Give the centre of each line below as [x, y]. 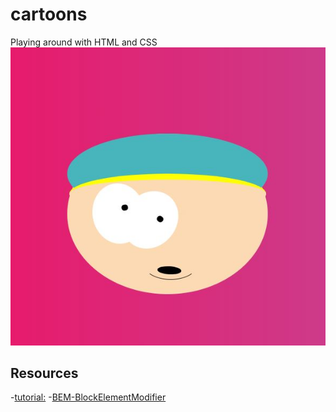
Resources [44, 373]
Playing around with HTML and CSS [84, 42]
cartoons [49, 14]
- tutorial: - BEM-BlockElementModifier [88, 397]
